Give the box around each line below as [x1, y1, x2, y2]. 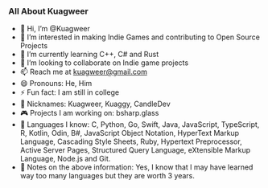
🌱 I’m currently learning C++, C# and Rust [19, 50, 159, 59]
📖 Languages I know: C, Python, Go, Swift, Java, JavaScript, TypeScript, [19, 120, 260, 129]
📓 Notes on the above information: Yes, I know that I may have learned [19, 162, 254, 172]
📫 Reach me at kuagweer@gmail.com [19, 67, 147, 77]
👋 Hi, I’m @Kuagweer [19, 24, 90, 34]
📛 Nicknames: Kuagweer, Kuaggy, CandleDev [19, 99, 171, 109]
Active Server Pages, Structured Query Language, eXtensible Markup [19, 145, 251, 155]
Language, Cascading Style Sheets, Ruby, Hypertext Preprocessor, [19, 137, 243, 146]
